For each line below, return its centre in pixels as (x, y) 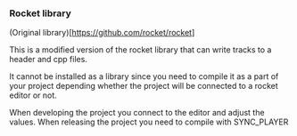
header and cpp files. (48, 60)
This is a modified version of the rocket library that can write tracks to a (140, 50)
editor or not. (33, 95)
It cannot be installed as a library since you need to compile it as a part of (144, 76)
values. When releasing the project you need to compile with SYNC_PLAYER (149, 122)
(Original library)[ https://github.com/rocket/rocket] (102, 33)
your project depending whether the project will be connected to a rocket (144, 86)
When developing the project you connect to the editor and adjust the (137, 113)
